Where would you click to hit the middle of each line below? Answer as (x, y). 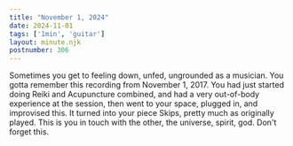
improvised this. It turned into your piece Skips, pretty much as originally (142, 113)
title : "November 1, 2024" (59, 17)
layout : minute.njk (45, 42)
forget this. (29, 132)
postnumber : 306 (39, 50)
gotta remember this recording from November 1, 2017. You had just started (146, 85)
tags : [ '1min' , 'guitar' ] (57, 34)
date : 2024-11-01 (41, 26)
